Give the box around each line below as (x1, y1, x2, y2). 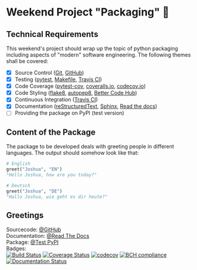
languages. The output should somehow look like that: (6, 149, 139, 157)
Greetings (6, 210, 44, 220)
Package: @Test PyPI (6, 238, 59, 246)
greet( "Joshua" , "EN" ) (6, 166, 62, 172)
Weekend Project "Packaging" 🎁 (6, 5, 170, 19)
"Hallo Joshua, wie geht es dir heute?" (6, 194, 108, 200)
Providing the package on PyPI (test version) (14, 110, 124, 117)
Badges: (6, 245, 27, 252)
